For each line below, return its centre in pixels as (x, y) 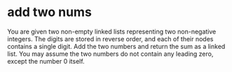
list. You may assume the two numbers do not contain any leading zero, (110, 54)
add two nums (50, 12)
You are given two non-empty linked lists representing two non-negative (112, 31)
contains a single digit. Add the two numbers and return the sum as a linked (116, 46)
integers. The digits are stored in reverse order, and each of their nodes (110, 38)
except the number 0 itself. (46, 61)
